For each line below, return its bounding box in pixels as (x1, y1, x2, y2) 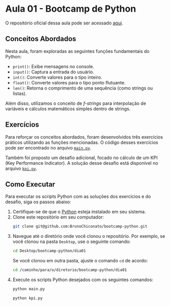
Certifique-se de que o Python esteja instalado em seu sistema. (12, 209, 146, 215)
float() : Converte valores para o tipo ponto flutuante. (12, 79, 126, 85)
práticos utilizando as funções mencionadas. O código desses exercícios (5, 139, 159, 145)
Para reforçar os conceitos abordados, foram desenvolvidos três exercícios (5, 134, 163, 140)
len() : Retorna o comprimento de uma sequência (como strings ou (12, 85, 153, 91)
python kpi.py (12, 295, 43, 300)
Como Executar (5, 180, 55, 189)
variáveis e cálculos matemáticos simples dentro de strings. (5, 105, 131, 112)
